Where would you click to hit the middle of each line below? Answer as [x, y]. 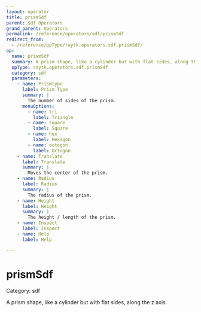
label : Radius [40, 184]
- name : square [47, 123]
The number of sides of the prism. [72, 100]
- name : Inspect [37, 223]
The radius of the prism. [60, 195]
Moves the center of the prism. [68, 173]
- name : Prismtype [40, 84]
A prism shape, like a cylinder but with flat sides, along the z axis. [87, 302]
